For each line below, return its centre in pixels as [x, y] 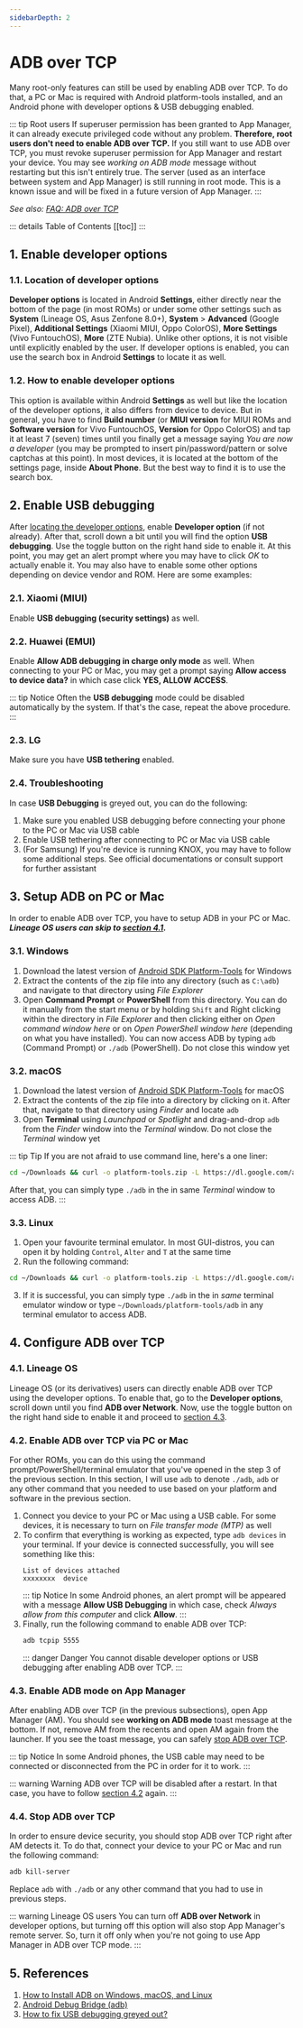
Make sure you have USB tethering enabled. [92, 760]
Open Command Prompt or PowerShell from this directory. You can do [155, 1000]
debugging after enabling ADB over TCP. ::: [102, 1667]
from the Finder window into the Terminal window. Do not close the [147, 1129]
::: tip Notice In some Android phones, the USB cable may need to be [137, 1756]
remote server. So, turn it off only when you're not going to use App [135, 1935]
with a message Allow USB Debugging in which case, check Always [150, 1604]
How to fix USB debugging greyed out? [95, 2014]
